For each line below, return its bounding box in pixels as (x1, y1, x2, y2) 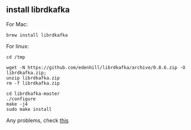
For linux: (6, 42, 29, 49)
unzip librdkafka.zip (6, 75, 60, 81)
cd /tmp (6, 54, 26, 60)
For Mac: (6, 20, 28, 27)
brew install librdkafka (6, 32, 68, 38)
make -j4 (6, 101, 28, 107)
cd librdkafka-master (6, 91, 60, 97)
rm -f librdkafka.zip (6, 80, 60, 86)
